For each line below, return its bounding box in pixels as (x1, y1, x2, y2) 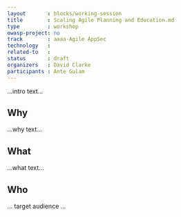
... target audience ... (7, 202, 66, 210)
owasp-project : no (7, 29, 60, 37)
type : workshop (7, 23, 79, 30)
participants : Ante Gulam (7, 68, 85, 75)
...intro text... (7, 87, 44, 95)
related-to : (7, 49, 51, 56)
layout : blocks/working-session (7, 10, 122, 17)
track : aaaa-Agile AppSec (7, 36, 107, 43)
